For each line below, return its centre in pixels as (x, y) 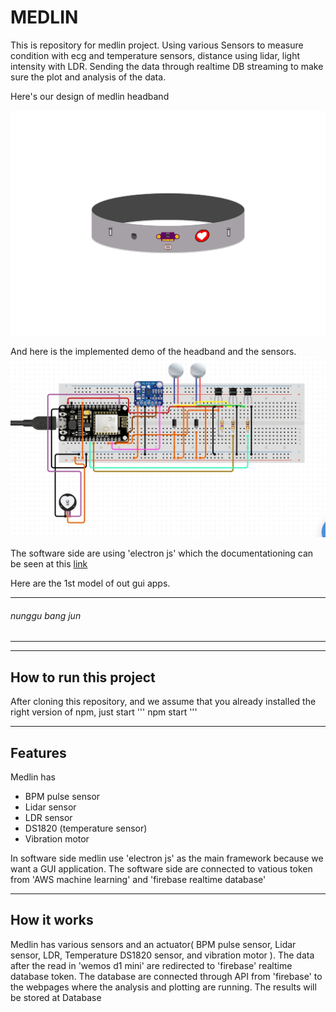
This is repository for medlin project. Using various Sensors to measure (157, 45)
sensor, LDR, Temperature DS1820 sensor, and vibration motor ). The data (162, 955)
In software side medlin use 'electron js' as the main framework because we (167, 858)
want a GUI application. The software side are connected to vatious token (161, 868)
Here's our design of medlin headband (90, 96)
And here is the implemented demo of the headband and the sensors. (153, 351)
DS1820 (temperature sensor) (86, 828)
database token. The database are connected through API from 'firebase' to (166, 976)
